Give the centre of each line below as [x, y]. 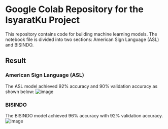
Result [16, 61]
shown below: [20, 92]
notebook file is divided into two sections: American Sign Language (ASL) [82, 39]
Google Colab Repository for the [74, 9]
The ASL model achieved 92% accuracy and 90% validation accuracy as [81, 86]
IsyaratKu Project [43, 20]
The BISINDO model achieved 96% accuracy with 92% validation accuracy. [84, 115]
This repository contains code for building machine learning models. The [81, 34]
